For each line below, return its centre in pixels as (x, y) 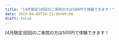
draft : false (18, 18)
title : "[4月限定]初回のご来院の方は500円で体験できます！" (60, 9)
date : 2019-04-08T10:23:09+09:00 (39, 14)
